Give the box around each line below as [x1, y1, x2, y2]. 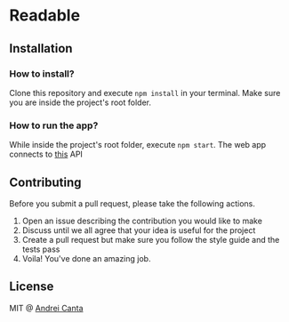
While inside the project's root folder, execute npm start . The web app [9, 140, 267, 150]
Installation [9, 41, 73, 56]
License [9, 279, 54, 294]
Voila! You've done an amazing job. [21, 253, 151, 263]
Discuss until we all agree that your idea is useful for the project [21, 224, 256, 236]
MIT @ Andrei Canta [9, 302, 84, 313]
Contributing [9, 174, 82, 189]
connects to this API [9, 149, 83, 160]
